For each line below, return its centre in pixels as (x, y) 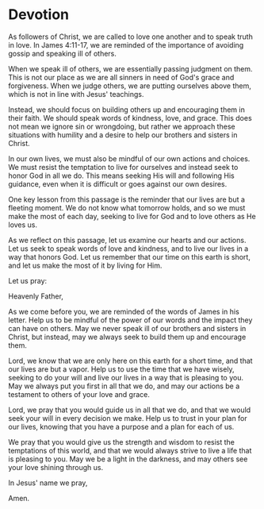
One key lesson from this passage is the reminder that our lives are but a (127, 199)
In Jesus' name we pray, (48, 483)
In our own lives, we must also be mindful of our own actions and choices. (129, 158)
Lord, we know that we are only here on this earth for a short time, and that (130, 361)
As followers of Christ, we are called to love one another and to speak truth (131, 37)
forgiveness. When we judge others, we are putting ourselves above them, (130, 86)
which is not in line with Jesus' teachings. (76, 94)
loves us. (23, 225)
